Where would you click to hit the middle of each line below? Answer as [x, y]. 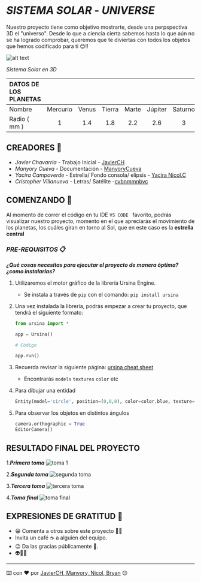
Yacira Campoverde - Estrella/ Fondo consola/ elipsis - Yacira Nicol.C [100, 175]
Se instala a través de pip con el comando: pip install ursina [101, 294]
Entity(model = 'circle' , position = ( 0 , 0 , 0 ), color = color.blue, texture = [105, 402]
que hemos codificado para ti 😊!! [47, 46]
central [15, 234]
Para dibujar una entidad [45, 391]
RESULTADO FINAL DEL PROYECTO [73, 448]
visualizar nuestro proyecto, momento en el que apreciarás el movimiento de [100, 221]
